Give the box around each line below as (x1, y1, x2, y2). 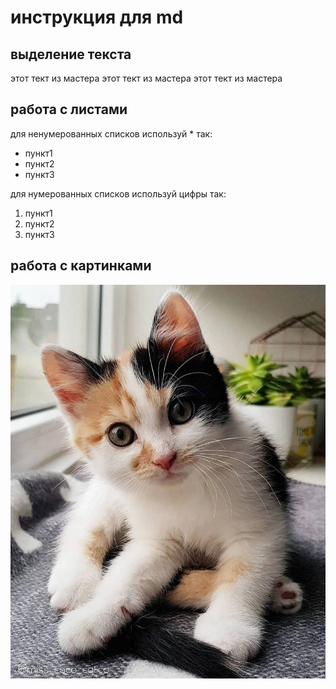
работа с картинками (10, 257, 152, 275)
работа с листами (10, 101, 128, 118)
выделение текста (10, 46, 132, 63)
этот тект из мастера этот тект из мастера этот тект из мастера (10, 72, 283, 84)
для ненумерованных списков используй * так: (10, 127, 213, 140)
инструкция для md (10, 6, 184, 29)
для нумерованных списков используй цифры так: (10, 187, 227, 200)
